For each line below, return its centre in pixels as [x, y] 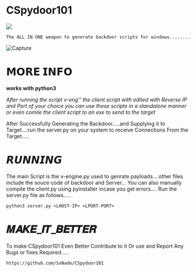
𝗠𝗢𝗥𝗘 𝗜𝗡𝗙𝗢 [39, 72]
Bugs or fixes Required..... [37, 252]
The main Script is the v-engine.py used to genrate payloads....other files [95, 176]
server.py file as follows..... [39, 195]
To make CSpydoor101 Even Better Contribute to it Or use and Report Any [95, 246]
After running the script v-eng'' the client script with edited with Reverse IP [97, 99]
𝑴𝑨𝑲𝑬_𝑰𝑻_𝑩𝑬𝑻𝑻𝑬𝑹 [52, 229]
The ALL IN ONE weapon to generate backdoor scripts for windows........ [99, 37]
